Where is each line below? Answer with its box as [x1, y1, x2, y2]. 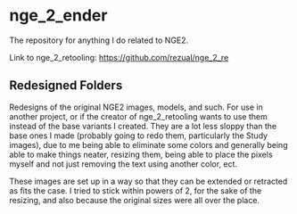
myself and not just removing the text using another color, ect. [9, 158, 238, 169]
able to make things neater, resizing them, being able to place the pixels [9, 149, 274, 160]
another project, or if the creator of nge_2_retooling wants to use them [9, 111, 268, 121]
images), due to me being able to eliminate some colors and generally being [9, 139, 288, 150]
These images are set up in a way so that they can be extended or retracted [9, 176, 288, 186]
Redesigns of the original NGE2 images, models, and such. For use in [9, 102, 263, 112]
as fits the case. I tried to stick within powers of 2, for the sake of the [9, 185, 262, 196]
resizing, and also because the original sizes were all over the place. [9, 194, 260, 205]
